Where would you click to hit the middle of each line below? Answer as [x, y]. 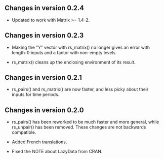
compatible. [24, 132]
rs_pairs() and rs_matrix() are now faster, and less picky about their [80, 89]
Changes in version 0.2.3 [44, 36]
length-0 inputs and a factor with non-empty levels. [64, 52]
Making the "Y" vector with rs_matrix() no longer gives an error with [81, 47]
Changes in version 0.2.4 [44, 8]
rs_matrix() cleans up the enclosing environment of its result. [74, 62]
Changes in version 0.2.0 [44, 110]
